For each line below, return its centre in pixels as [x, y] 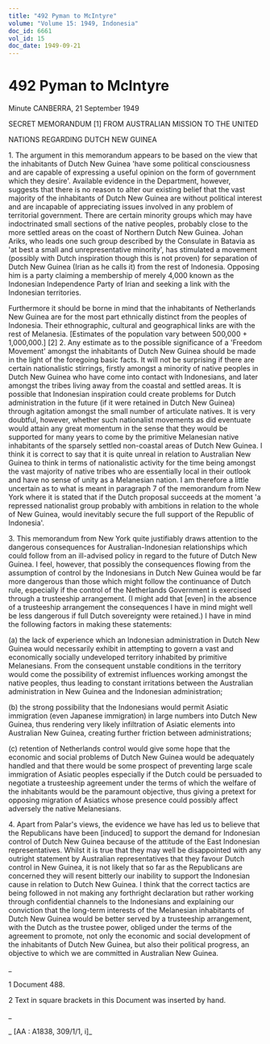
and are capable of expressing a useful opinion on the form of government [132, 173]
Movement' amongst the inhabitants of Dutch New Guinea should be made [132, 352]
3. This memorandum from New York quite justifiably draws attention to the [133, 539]
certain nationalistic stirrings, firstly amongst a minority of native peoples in [133, 368]
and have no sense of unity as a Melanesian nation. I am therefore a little [129, 480]
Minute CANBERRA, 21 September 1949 [74, 108]
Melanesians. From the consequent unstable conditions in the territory [125, 666]
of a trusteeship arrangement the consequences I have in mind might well [131, 608]
